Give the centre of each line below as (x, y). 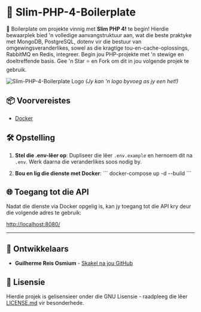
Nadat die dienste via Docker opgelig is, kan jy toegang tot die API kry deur (99, 207)
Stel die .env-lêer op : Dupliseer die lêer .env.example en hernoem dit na (103, 155)
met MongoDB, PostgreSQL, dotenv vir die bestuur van (74, 41)
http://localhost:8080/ (33, 225)
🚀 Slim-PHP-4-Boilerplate (71, 12)
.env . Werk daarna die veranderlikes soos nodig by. (78, 162)
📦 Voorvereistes (38, 101)
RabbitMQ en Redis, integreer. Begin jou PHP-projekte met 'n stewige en (95, 54)
